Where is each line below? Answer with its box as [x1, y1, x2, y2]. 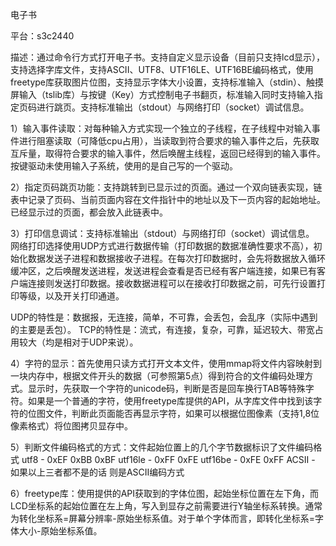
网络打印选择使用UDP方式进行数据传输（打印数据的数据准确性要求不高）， [10, 240, 314, 252]
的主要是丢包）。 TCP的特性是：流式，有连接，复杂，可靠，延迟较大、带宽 [10, 324, 315, 335]
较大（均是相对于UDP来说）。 [18, 336, 139, 348]
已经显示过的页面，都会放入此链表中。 [10, 206, 168, 218]
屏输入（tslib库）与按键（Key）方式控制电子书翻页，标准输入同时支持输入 [10, 89, 315, 100]
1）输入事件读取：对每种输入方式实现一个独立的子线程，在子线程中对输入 [10, 123, 312, 134]
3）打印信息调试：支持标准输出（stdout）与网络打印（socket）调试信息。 [10, 228, 315, 239]
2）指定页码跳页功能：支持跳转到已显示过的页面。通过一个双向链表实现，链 [10, 181, 323, 193]
